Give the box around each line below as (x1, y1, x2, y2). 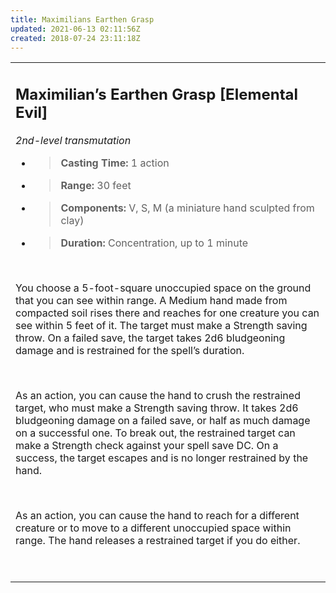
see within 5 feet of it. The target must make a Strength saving (15, 318, 308, 332)
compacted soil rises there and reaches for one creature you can (15, 306, 320, 320)
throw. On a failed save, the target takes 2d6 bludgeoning (15, 331, 286, 345)
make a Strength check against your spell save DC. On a (15, 438, 279, 452)
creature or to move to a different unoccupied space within (15, 521, 292, 535)
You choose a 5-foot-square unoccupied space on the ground (15, 281, 312, 295)
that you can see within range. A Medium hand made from (15, 293, 288, 307)
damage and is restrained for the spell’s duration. (15, 343, 245, 357)
